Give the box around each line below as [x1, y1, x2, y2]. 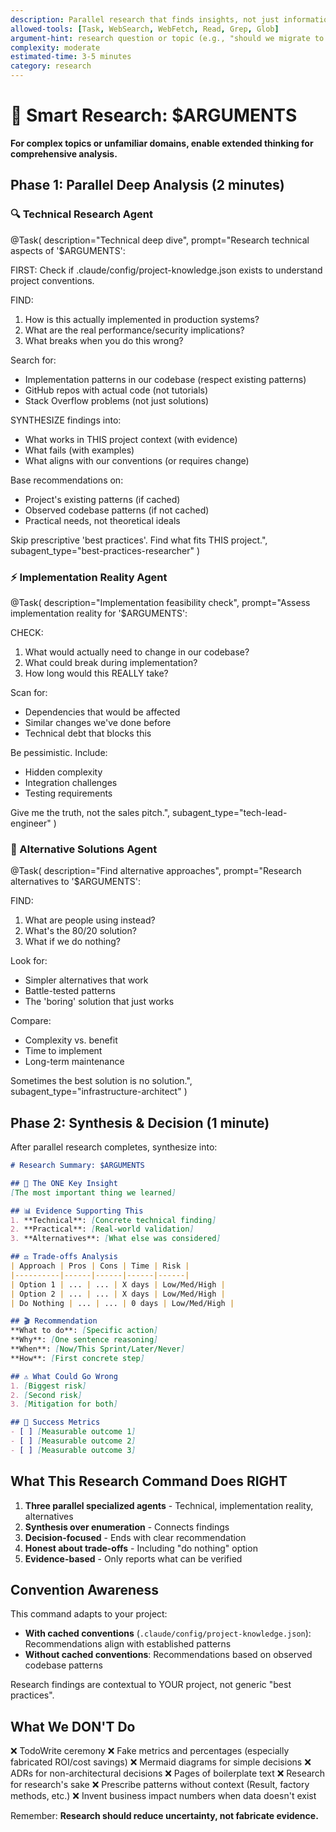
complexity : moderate [10, 42, 101, 53]
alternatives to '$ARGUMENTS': [10, 876, 142, 888]
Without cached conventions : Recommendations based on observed [24, 1649, 313, 1661]
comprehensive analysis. [10, 147, 118, 160]
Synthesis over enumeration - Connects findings [24, 1521, 230, 1533]
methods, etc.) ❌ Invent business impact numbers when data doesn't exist [10, 1790, 317, 1802]
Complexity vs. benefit [24, 1034, 118, 1046]
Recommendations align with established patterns [24, 1638, 232, 1650]
